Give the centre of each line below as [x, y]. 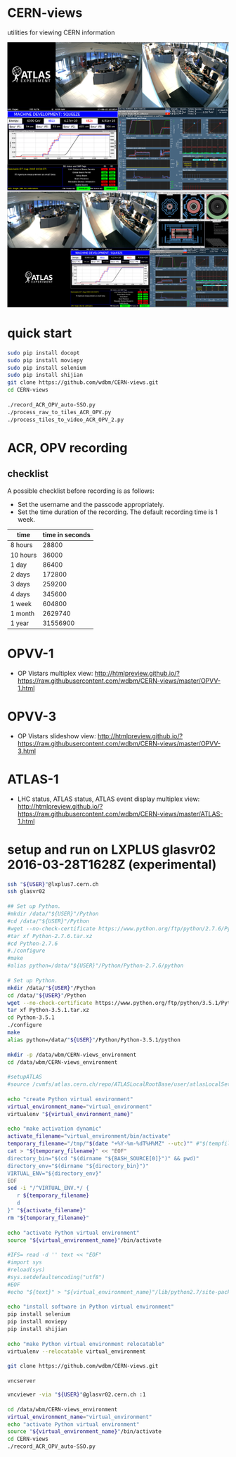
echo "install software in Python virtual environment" [91, 1307]
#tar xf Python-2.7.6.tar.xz [50, 936]
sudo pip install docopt [44, 353]
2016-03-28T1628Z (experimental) [112, 865]
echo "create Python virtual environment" [70, 1099]
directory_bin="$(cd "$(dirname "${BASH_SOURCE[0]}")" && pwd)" [103, 1158]
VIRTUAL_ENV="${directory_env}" [54, 1173]
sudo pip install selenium [47, 368]
